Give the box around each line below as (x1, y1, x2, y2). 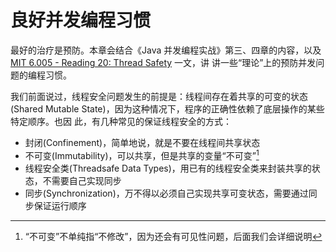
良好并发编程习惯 (10, 9, 152, 32)
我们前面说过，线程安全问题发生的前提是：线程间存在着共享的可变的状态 (10, 90, 308, 102)
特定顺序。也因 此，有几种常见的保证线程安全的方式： (10, 115, 232, 127)
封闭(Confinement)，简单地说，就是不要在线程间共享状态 (24, 136, 261, 148)
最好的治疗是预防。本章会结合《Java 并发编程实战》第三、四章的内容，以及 (10, 44, 322, 56)
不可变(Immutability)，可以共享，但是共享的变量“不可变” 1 (24, 147, 260, 161)
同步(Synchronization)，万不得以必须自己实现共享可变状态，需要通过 (24, 187, 309, 199)
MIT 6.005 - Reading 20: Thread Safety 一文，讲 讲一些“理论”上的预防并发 (10, 56, 317, 68)
